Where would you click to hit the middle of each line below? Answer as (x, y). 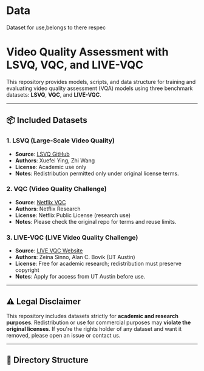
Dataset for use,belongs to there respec (56, 27)
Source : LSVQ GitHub (42, 154)
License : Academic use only (51, 167)
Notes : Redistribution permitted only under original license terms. (97, 173)
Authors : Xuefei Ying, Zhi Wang (55, 160)
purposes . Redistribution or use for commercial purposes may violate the (99, 322)
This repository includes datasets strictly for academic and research (93, 316)
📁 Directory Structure (48, 360)
